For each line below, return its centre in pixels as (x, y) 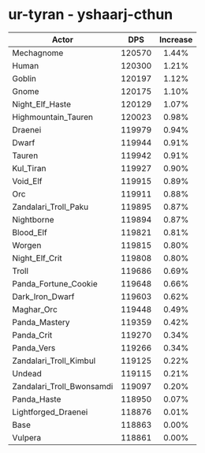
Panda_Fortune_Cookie (55, 283)
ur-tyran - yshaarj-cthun (91, 15)
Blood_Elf (30, 232)
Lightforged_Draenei (50, 412)
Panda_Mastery (41, 322)
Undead (27, 373)
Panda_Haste (37, 399)
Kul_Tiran (29, 168)
